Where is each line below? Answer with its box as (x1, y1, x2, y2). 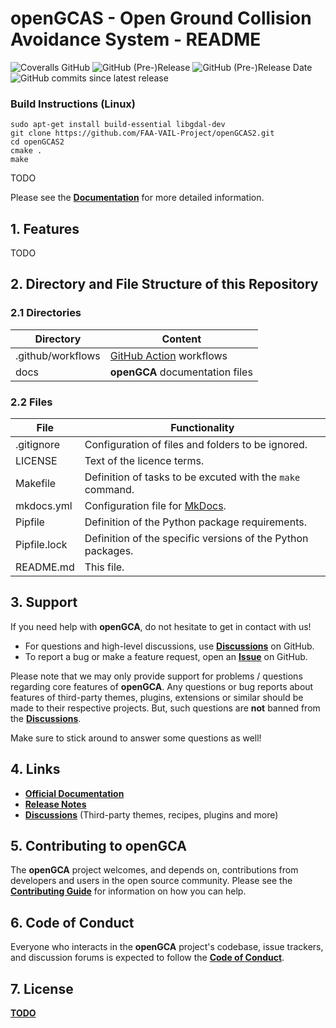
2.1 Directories (10, 306, 82, 320)
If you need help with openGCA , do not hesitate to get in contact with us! (10, 620, 312, 632)
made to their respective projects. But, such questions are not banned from (10, 702, 321, 714)
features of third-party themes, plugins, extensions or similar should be (10, 691, 304, 703)
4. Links (10, 761, 61, 778)
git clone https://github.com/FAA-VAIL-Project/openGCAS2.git (10, 128, 275, 139)
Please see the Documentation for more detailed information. (10, 192, 265, 204)
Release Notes (24, 798, 87, 810)
